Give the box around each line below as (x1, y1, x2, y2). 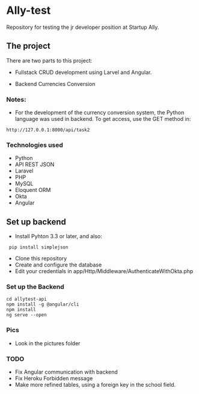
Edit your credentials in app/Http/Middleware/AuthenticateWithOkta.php (14, 268, 194, 275)
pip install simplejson (8, 244, 69, 250)
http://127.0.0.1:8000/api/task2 (6, 127, 90, 133)
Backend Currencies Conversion (14, 80, 96, 87)
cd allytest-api (6, 296, 47, 303)
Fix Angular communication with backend (14, 368, 118, 376)
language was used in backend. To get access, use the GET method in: (14, 115, 191, 123)
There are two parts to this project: (6, 57, 93, 64)
